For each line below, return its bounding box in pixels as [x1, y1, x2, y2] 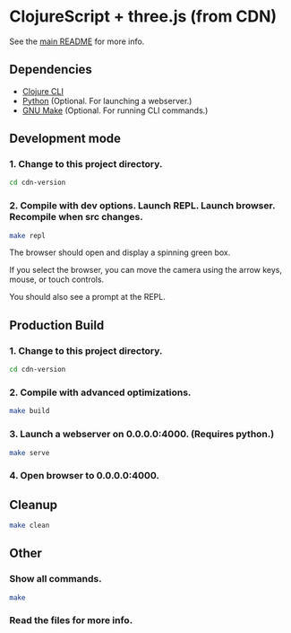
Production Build [9, 317, 105, 333]
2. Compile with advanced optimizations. [9, 386, 192, 399]
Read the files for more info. [9, 614, 133, 627]
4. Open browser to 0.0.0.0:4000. [9, 470, 159, 482]
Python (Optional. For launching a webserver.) [21, 95, 193, 106]
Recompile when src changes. [9, 211, 143, 224]
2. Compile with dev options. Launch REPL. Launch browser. [9, 199, 276, 212]
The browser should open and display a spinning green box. [9, 247, 231, 258]
